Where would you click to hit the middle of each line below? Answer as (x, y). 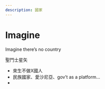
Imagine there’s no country (33, 49)
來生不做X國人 (28, 70)
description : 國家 (24, 10)
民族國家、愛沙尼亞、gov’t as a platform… (56, 77)
